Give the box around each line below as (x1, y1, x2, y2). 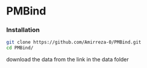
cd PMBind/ (6, 45, 34, 51)
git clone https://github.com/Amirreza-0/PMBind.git (6, 39, 142, 46)
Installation (6, 26, 40, 34)
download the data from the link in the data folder (6, 56, 130, 63)
